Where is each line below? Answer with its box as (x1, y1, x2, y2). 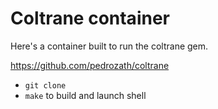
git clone (24, 80, 67, 91)
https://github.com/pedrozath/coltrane (10, 59, 170, 71)
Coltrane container (10, 7, 170, 30)
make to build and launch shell (24, 89, 147, 101)
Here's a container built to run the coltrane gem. (10, 40, 209, 52)
